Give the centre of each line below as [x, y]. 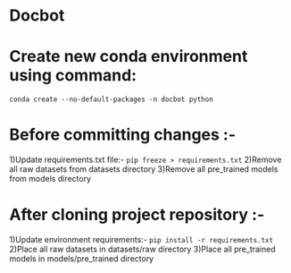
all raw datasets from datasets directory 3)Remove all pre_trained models [144, 169]
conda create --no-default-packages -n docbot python [112, 99]
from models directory [50, 179]
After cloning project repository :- [137, 215]
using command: [73, 76]
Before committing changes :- [123, 135]
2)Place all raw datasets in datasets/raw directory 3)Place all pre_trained [142, 249]
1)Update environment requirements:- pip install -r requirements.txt [141, 239]
